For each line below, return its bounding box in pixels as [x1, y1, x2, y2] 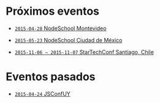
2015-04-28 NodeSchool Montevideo [14, 25, 107, 32]
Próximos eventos [6, 4, 99, 18]
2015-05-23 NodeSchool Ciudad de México [14, 36, 123, 44]
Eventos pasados [6, 70, 96, 84]
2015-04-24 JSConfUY [14, 90, 71, 97]
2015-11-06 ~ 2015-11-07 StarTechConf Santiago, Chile [14, 48, 154, 56]
